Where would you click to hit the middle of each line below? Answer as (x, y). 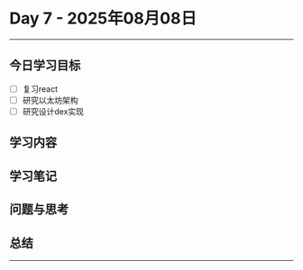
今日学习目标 (45, 65)
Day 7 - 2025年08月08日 (103, 18)
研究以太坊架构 (50, 100)
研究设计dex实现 (53, 111)
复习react (40, 89)
